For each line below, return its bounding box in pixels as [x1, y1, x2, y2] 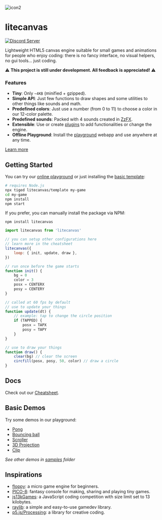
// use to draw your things [5, 345, 62, 350]
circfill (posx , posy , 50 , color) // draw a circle [14, 359, 119, 364]
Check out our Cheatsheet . [5, 390, 59, 395]
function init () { [5, 269, 42, 273]
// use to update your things [5, 304, 67, 310]
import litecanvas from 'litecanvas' [5, 228, 82, 233]
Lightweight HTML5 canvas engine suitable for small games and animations [5, 47, 157, 53]
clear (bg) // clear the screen [14, 354, 77, 359]
